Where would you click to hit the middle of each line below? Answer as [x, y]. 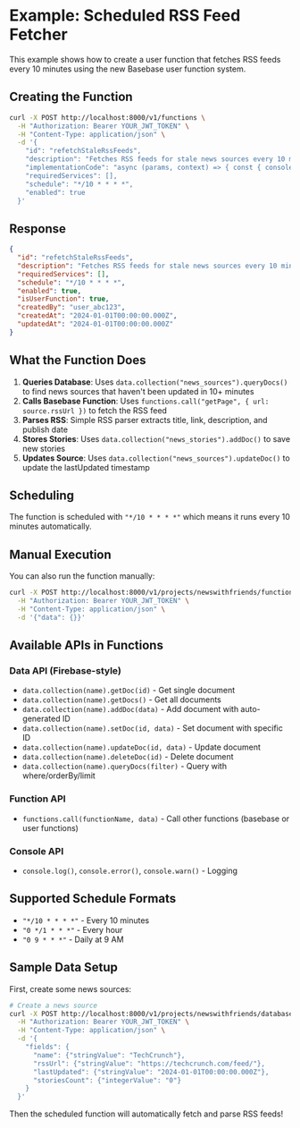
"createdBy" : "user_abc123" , [71, 308]
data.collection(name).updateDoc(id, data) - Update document [142, 747]
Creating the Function [71, 97]
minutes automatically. [50, 526]
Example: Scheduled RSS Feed [125, 16]
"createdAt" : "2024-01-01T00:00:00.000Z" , [97, 316]
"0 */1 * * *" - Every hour [72, 929]
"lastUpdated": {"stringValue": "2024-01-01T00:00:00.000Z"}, [151, 1072]
